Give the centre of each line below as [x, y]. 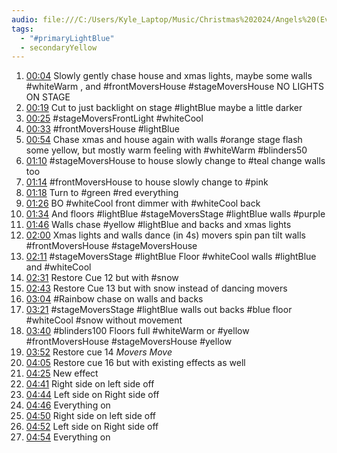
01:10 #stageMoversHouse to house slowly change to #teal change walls [175, 161]
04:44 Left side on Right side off [92, 395]
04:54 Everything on [68, 437]
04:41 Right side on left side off [90, 384]
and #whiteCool [58, 267]
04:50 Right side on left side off [91, 416]
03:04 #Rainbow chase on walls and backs [114, 299]
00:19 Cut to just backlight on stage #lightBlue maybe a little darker [164, 108]
